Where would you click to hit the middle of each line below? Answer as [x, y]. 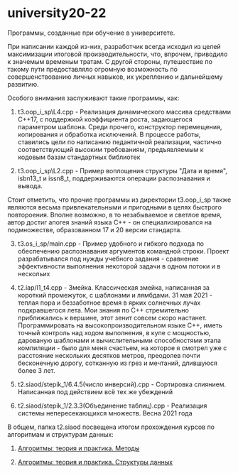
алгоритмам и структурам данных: [60, 434]
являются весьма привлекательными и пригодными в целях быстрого [115, 207]
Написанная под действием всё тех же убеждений [95, 391]
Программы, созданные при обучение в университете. [91, 33]
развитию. [23, 84]
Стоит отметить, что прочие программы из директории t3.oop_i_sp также [119, 200]
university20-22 [57, 13]
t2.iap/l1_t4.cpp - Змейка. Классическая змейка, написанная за [113, 287]
